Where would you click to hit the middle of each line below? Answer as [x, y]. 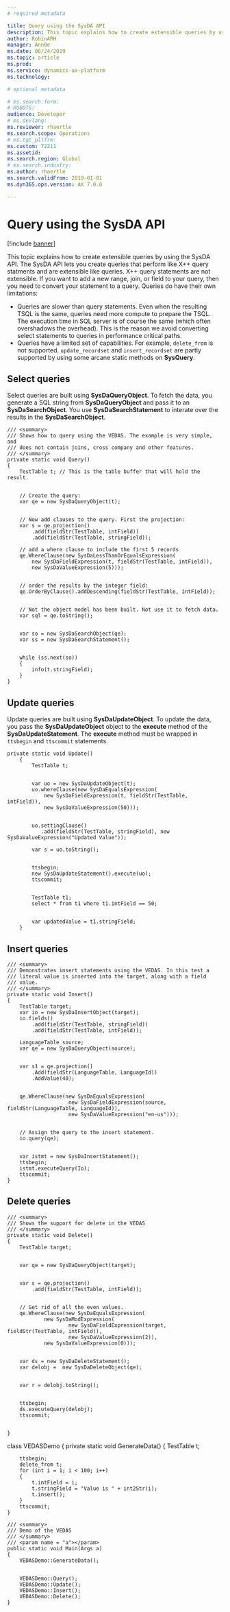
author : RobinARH [32, 38]
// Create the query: [50, 496]
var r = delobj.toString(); [59, 1385]
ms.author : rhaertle [37, 172]
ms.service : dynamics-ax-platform [56, 70]
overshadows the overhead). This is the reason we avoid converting [113, 328]
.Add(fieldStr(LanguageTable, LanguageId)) [94, 1072]
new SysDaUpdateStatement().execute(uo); [92, 874]
